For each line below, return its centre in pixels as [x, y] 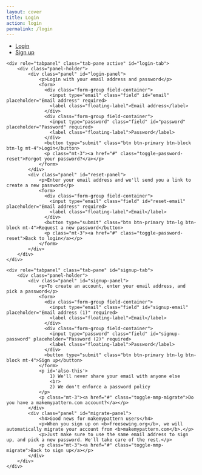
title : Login [23, 18]
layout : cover [24, 12]
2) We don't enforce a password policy [100, 387]
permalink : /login [29, 29]
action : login [24, 23]
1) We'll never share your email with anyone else [115, 376]
